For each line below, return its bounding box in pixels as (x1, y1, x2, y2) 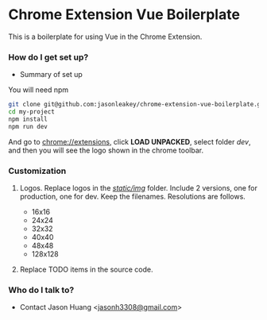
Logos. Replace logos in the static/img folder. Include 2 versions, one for (19, 183, 258, 193)
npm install (8, 115, 48, 123)
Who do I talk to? (8, 284, 75, 295)
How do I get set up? (8, 52, 89, 63)
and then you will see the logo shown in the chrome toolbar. (8, 145, 204, 155)
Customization (8, 165, 67, 176)
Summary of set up (19, 70, 83, 79)
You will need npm (8, 85, 69, 94)
